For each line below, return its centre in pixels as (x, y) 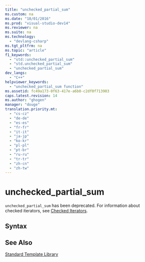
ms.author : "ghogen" (26, 100)
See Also (19, 242)
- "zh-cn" (19, 164)
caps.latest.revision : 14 (31, 95)
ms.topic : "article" (26, 50)
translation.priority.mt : (31, 109)
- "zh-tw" (19, 168)
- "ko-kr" (19, 141)
